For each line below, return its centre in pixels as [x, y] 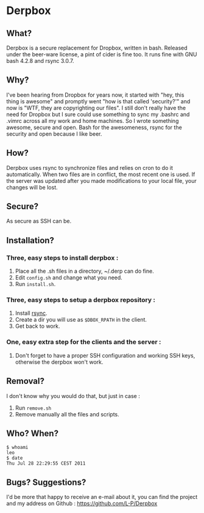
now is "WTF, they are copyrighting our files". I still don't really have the [96, 108]
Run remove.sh [33, 408]
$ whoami [17, 448]
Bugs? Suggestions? [46, 482]
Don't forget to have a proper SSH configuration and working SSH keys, [105, 355]
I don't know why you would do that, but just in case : [73, 396]
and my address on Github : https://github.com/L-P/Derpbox [82, 504]
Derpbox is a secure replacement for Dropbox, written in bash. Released [97, 48]
